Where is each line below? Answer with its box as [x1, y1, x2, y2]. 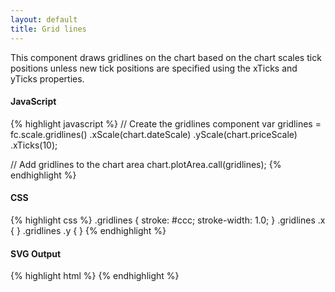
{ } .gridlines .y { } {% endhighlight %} [10, 224, 167, 236]
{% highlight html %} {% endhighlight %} [10, 270, 180, 282]
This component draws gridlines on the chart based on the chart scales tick [10, 51, 322, 63]
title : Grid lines [10, 24, 87, 34]
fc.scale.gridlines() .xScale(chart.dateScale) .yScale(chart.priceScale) [10, 128, 298, 140]
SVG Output [10, 247, 62, 260]
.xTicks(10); [10, 139, 58, 151]
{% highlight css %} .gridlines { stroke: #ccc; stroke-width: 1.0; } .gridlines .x [10, 214, 326, 226]
